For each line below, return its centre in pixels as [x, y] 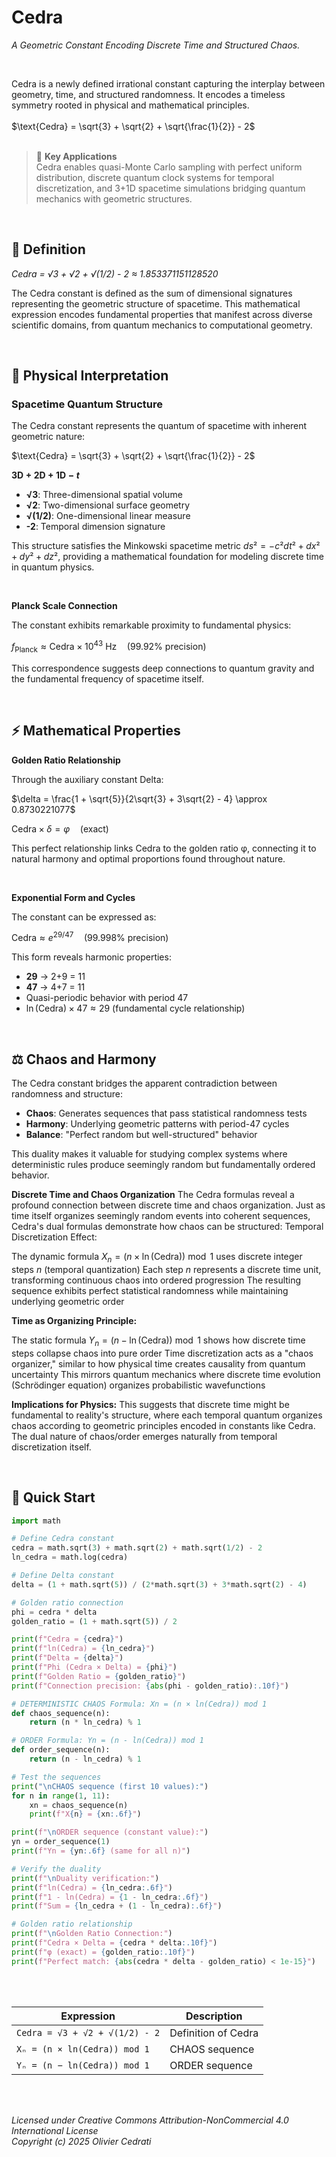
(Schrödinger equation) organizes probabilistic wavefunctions [138, 1385]
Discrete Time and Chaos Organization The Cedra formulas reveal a [153, 1195]
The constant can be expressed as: [84, 917]
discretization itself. [51, 1447]
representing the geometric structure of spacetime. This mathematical [156, 303]
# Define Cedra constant [63, 1539]
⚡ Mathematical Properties [96, 731]
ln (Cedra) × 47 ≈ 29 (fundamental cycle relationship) [135, 1008]
